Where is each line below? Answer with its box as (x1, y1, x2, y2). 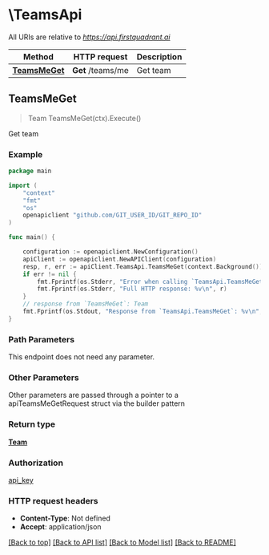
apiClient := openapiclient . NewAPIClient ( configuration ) (22, 255, 217, 263)
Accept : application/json (19, 522, 102, 532)
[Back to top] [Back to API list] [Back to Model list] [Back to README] (8, 537, 236, 547)
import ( (8, 181, 38, 189)
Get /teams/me (71, 64, 130, 75)
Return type (8, 419, 56, 430)
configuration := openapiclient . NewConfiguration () (22, 248, 199, 256)
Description (136, 51, 183, 62)
